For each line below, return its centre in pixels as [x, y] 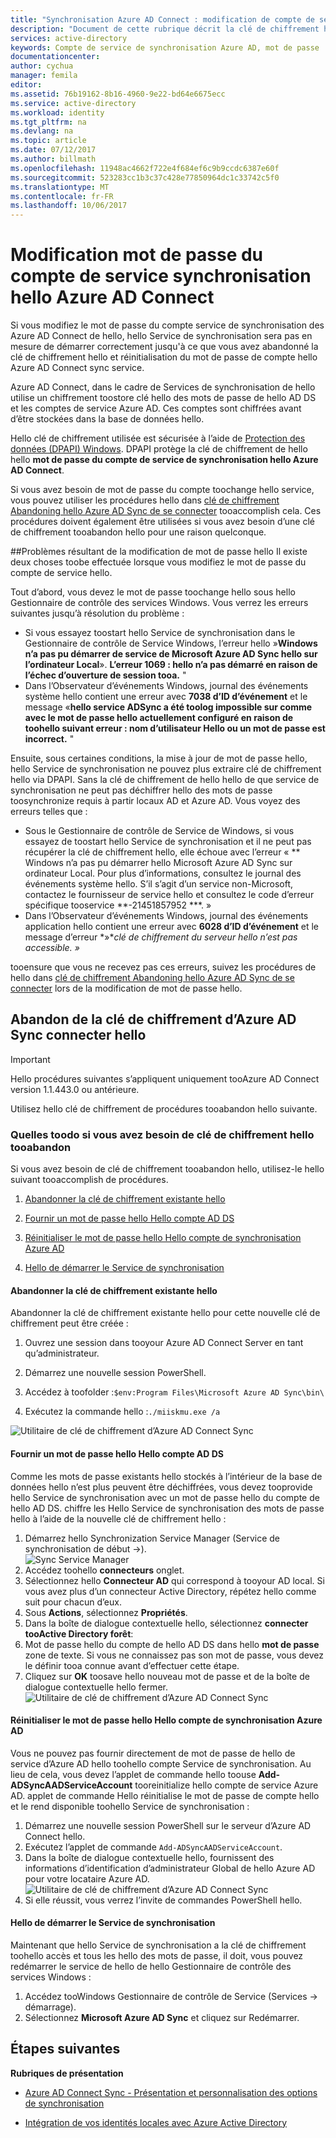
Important [30, 1059]
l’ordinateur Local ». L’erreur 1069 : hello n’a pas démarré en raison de [171, 665]
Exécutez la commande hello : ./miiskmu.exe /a [122, 1412]
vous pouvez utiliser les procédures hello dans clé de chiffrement [145, 500]
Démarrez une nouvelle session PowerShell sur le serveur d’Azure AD [168, 1825]
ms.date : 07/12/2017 [53, 150]
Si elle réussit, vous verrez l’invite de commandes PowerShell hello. [163, 1900]
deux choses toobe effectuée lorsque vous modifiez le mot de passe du [158, 562]
